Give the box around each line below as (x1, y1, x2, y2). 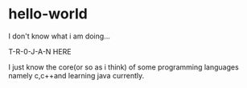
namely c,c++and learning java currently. (8, 70, 145, 80)
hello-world (8, 5, 89, 23)
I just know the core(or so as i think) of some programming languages (8, 62, 239, 72)
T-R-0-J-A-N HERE (8, 46, 72, 56)
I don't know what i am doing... (8, 31, 110, 41)
